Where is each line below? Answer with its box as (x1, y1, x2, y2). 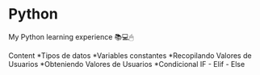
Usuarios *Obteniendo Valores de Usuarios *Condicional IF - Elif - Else (8, 59, 245, 69)
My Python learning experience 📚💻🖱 (8, 31, 134, 41)
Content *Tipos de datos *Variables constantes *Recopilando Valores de (8, 50, 252, 60)
